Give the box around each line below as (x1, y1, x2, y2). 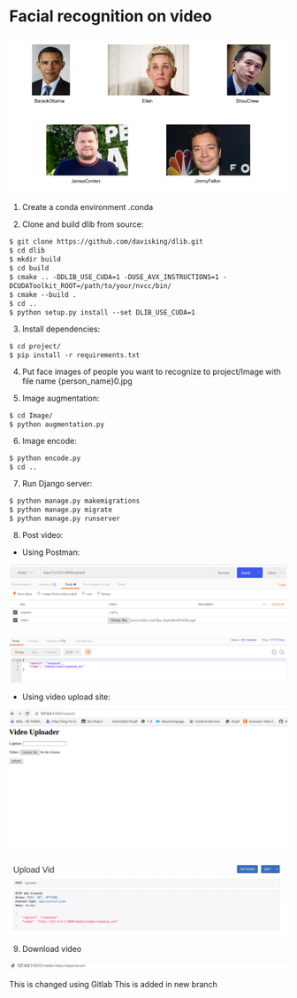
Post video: (21, 530, 64, 541)
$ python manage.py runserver (9, 514, 121, 524)
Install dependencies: (21, 324, 101, 334)
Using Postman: (21, 547, 80, 557)
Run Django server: (21, 479, 93, 489)
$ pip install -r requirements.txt (9, 351, 141, 360)
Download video (21, 944, 82, 955)
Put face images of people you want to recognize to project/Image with (21, 366, 281, 378)
